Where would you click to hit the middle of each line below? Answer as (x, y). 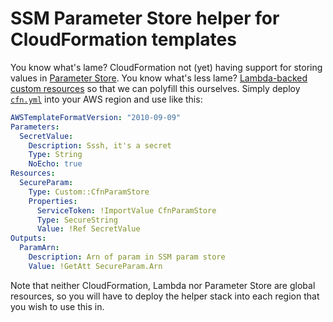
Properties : (53, 201)
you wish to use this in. (57, 306)
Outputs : (28, 238)
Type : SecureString (77, 220)
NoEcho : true (55, 164)
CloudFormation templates (123, 39)
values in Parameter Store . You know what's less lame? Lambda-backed (159, 78)
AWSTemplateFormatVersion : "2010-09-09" (96, 117)
